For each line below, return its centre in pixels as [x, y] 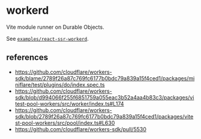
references [27, 58]
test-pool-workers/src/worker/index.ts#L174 [69, 104]
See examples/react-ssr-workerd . [47, 38]
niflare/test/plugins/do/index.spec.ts [60, 84]
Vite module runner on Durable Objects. [55, 27]
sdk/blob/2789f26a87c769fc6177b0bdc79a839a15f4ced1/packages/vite [104, 116]
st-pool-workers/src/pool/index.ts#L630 [65, 123]
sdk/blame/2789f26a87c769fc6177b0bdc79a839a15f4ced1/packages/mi [105, 78]
